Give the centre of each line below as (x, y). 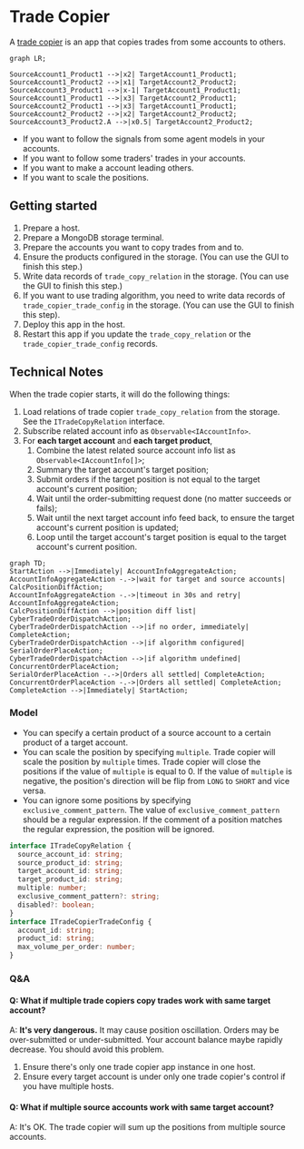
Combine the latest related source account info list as (136, 450)
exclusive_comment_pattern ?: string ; (89, 897)
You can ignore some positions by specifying (107, 800)
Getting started (54, 206)
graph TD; (28, 563)
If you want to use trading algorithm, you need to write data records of (154, 295)
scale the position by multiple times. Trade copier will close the (142, 761)
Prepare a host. (51, 228)
